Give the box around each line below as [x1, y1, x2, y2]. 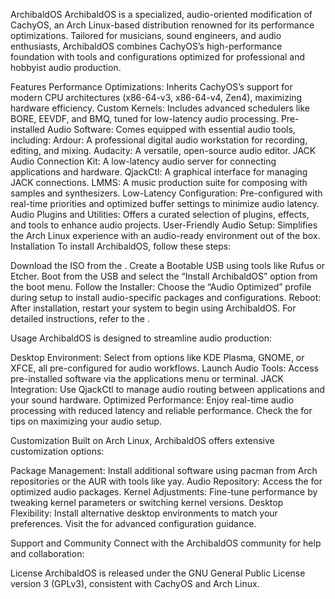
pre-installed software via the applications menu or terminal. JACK [10, 373, 285, 384]
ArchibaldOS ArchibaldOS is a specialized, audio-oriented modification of [10, 9, 313, 20]
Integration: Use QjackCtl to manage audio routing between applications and [10, 384, 325, 395]
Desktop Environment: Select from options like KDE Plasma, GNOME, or [10, 352, 305, 363]
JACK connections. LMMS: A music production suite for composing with [10, 177, 308, 188]
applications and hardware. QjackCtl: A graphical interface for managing [10, 166, 308, 178]
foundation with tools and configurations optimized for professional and [10, 51, 305, 63]
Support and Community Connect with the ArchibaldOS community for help [10, 537, 322, 549]
